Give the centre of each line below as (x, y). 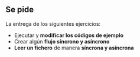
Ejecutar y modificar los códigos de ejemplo (69, 35)
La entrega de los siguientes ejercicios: (53, 24)
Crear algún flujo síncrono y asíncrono (62, 41)
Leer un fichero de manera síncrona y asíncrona (74, 48)
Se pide (19, 10)
